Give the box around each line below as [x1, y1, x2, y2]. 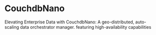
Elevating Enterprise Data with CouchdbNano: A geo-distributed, [4, 19, 135, 25]
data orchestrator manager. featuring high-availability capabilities [19, 24, 152, 30]
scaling [4, 24, 19, 30]
